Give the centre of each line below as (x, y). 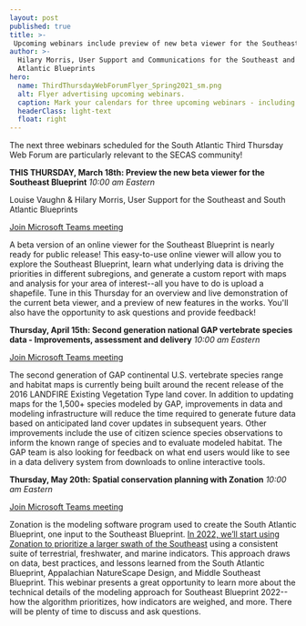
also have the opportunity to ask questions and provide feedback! (133, 313)
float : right (42, 119)
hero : (20, 77)
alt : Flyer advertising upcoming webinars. (101, 94)
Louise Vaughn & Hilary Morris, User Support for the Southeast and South (148, 200)
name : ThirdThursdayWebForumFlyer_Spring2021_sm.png (120, 86)
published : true (40, 26)
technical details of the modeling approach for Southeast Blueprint (134, 592)
